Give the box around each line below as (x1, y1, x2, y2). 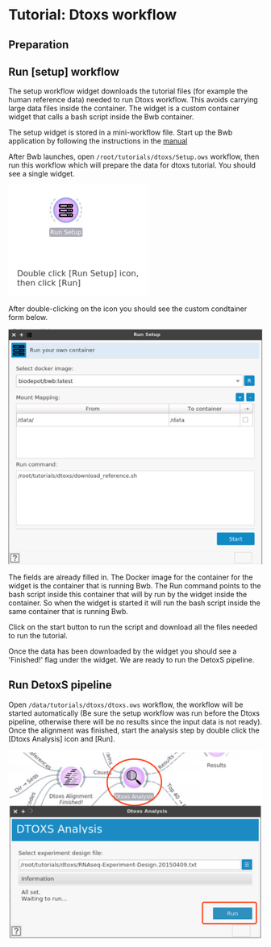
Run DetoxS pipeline (8, 679, 113, 692)
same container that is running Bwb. (8, 606, 129, 616)
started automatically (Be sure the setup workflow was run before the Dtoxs (8, 708, 261, 718)
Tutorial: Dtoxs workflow (8, 6, 177, 24)
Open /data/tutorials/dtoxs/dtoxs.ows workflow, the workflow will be (8, 700, 244, 709)
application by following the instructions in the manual (8, 136, 188, 146)
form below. (8, 313, 48, 322)
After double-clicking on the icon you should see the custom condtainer (8, 304, 248, 314)
